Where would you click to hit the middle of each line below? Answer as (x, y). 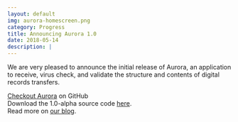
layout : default (31, 14)
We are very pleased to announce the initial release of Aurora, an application (119, 67)
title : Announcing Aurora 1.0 (52, 34)
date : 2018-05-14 (33, 40)
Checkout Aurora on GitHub (48, 96)
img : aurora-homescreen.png (49, 21)
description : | (30, 47)
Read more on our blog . (42, 111)
